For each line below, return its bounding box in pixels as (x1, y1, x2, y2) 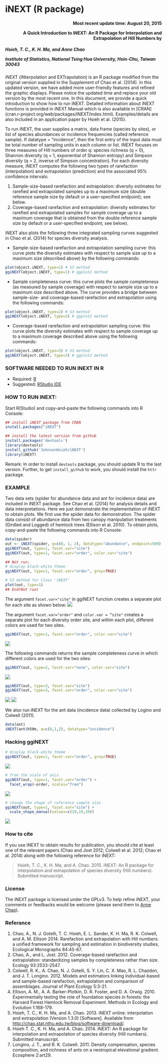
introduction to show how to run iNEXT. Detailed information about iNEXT (5, 100, 155, 106)
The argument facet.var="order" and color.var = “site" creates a (5, 611, 144, 617)
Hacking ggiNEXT (5, 738, 49, 745)
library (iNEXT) (5, 452, 37, 457)
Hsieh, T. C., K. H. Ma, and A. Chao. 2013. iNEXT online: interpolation (12, 1010, 153, 1016)
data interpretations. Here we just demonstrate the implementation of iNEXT (5, 506, 161, 512)
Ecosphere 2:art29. (12, 1052, 52, 1058)
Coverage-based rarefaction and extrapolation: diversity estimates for (12, 204, 156, 210)
